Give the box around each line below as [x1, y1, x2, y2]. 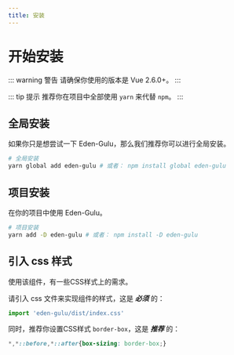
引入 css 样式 [8, 255, 72, 268]
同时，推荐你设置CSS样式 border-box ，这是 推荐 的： [8, 324, 181, 334]
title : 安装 [8, 11, 45, 20]
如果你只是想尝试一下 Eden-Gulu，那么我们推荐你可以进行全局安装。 [8, 139, 231, 149]
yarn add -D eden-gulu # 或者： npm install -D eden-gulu [8, 230, 199, 239]
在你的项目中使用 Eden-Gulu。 [8, 208, 108, 217]
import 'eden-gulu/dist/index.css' [8, 309, 125, 317]
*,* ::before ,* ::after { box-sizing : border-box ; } [8, 340, 167, 348]
